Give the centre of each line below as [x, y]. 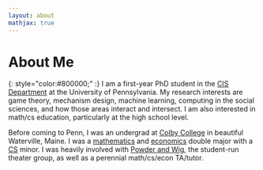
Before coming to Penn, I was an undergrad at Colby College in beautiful [126, 133]
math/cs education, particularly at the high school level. [99, 117]
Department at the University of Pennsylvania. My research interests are [126, 93]
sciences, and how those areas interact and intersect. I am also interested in [132, 109]
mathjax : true [32, 23]
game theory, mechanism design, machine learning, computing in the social [131, 100]
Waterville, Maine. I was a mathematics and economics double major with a [131, 141]
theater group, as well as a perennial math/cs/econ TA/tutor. [106, 158]
